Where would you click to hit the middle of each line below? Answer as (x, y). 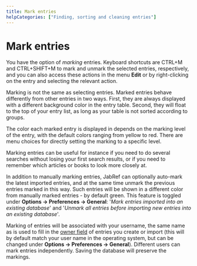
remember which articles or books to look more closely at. (76, 165)
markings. (18, 257)
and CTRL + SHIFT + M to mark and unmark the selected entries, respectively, (98, 69)
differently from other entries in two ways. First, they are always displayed (96, 99)
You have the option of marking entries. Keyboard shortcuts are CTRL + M (94, 62)
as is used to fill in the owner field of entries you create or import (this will (95, 232)
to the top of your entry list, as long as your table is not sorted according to (97, 111)
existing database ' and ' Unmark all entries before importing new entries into (98, 208)
